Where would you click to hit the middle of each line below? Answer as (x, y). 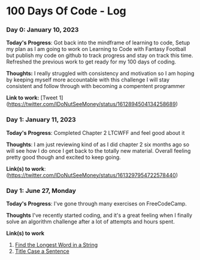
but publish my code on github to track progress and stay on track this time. (100, 56)
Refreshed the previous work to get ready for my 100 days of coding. (91, 62)
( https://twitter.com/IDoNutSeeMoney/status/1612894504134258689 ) (92, 104)
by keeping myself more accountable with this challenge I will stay (88, 80)
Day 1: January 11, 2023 (41, 120)
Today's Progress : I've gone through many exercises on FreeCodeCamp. (97, 204)
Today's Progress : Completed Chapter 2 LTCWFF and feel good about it (96, 132)
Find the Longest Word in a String (56, 245)
